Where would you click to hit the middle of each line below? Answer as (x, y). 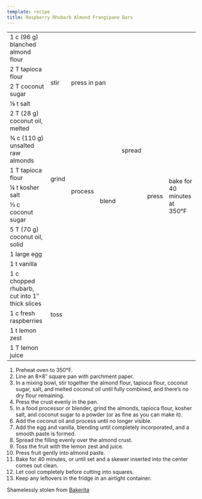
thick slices (25, 303)
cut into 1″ (25, 296)
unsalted (22, 146)
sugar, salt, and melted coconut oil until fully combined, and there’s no (102, 389)
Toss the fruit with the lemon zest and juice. (69, 446)
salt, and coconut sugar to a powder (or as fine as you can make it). (99, 415)
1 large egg (26, 254)
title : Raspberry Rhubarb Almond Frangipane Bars (70, 17)
